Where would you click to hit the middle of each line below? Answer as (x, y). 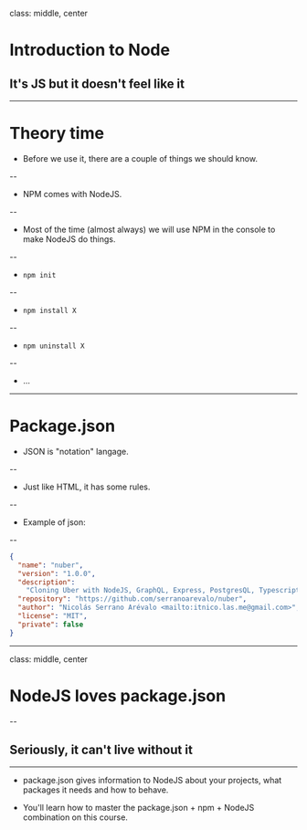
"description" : (47, 582)
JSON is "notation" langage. (76, 451)
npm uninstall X (53, 346)
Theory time (57, 134)
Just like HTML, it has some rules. (86, 487)
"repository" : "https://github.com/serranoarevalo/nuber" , (132, 599)
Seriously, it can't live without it (101, 749)
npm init (39, 275)
